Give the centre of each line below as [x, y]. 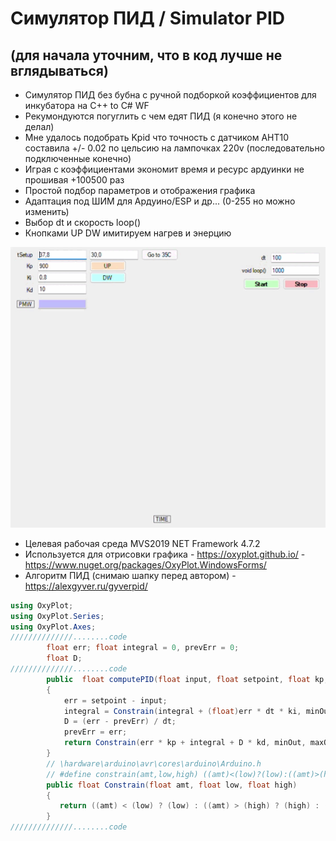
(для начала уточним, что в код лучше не [146, 55]
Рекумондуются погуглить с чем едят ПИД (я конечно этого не [161, 116]
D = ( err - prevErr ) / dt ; [120, 722]
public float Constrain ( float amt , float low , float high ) [172, 785]
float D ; [64, 658]
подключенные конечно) [78, 158]
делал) [39, 126]
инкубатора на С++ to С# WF [87, 105]
